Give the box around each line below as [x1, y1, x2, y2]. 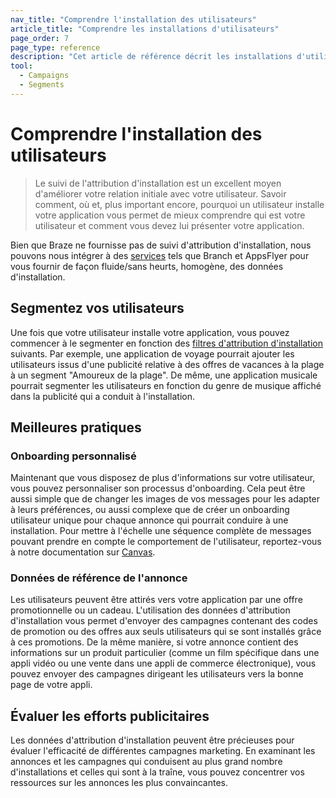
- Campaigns [19, 71, 70, 81]
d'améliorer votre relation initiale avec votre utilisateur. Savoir [34, 187, 287, 200]
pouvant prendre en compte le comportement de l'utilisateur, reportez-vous [10, 536, 322, 548]
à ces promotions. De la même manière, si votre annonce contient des [10, 636, 299, 648]
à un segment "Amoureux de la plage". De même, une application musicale [10, 369, 318, 381]
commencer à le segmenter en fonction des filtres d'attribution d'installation [10, 337, 324, 349]
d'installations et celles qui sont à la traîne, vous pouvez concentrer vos [10, 766, 305, 778]
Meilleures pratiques [10, 419, 142, 436]
